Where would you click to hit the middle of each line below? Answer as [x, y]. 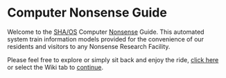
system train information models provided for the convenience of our [106, 39]
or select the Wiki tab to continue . [55, 67]
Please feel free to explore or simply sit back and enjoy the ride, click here [113, 59]
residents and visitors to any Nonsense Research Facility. [89, 46]
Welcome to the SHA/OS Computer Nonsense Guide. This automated [106, 32]
